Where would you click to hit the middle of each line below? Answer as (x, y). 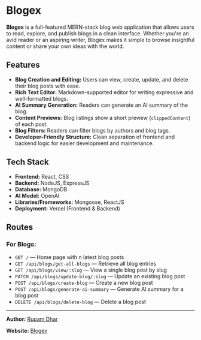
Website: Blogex (27, 331)
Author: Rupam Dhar (32, 319)
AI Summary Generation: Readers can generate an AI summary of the (101, 105)
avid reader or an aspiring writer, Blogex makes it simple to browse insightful (100, 40)
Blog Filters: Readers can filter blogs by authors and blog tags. (92, 130)
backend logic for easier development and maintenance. (84, 143)
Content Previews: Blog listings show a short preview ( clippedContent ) (103, 118)
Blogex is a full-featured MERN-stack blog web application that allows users (100, 27)
